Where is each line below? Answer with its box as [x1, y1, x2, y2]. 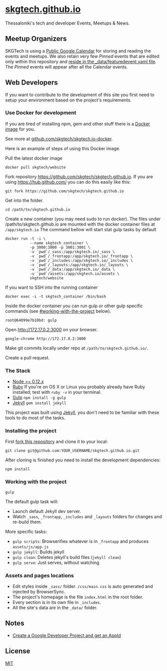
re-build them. [12, 519, 42, 525]
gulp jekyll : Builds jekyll [12, 549, 64, 555]
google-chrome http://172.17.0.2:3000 [5, 336, 86, 341]
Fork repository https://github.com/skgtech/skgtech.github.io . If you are [5, 174, 153, 180]
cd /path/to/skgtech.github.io [5, 207, 70, 212]
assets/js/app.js [12, 544, 49, 549]
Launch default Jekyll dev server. [12, 508, 81, 514]
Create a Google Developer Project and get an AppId [12, 632, 121, 638]
